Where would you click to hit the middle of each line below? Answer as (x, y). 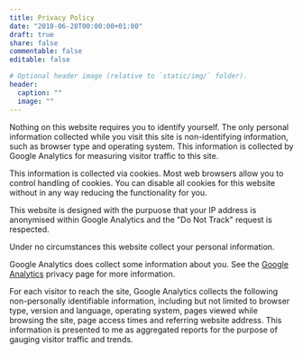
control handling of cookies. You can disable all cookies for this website (142, 182)
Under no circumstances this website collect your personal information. (142, 247)
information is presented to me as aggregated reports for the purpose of (143, 330)
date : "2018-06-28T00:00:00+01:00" (76, 26)
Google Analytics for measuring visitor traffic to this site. (114, 155)
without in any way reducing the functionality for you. (108, 192)
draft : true (32, 34)
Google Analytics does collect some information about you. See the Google (149, 264)
